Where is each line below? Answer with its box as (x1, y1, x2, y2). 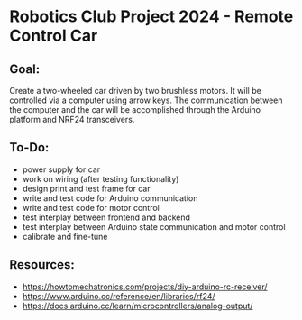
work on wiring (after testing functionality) (22, 173, 179, 184)
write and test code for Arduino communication (22, 192, 198, 204)
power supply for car (22, 164, 101, 175)
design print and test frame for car (22, 183, 151, 194)
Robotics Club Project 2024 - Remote (9, 6, 294, 27)
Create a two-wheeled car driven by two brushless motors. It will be (9, 86, 261, 96)
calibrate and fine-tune (22, 231, 108, 242)
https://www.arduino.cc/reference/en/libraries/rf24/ (22, 290, 215, 301)
